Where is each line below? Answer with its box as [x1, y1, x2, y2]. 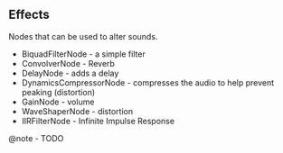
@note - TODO [8, 132, 64, 143]
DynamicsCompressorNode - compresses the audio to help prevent [21, 76, 275, 88]
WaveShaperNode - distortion [21, 105, 133, 116]
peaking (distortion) [21, 86, 96, 97]
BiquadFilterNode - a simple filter [21, 49, 146, 59]
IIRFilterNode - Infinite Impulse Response [21, 115, 175, 126]
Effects [8, 7, 51, 22]
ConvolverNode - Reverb [21, 58, 115, 68]
